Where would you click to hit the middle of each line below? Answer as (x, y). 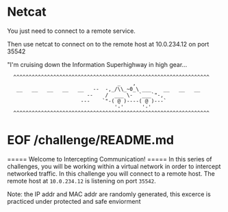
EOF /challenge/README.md (91, 140)
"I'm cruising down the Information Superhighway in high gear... (97, 64)
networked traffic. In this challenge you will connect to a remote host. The (111, 173)
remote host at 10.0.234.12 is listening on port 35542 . (81, 181)
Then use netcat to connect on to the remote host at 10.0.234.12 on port (108, 44)
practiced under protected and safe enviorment (74, 201)
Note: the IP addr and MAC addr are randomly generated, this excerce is (109, 194)
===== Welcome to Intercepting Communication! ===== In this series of (110, 159)
